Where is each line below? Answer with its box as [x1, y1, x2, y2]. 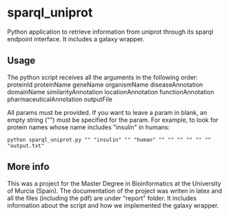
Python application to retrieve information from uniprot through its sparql [7, 28, 214, 36]
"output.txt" [7, 142, 45, 149]
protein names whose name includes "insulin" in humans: [7, 122, 170, 131]
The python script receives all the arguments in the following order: [7, 73, 198, 81]
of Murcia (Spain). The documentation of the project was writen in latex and [7, 186, 223, 195]
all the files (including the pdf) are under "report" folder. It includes [7, 194, 197, 202]
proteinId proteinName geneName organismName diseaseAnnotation [7, 80, 203, 89]
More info [7, 161, 50, 173]
